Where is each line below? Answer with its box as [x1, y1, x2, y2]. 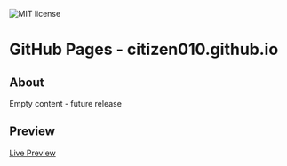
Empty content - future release [9, 99, 123, 108]
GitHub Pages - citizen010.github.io [9, 40, 279, 59]
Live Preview [9, 147, 56, 158]
